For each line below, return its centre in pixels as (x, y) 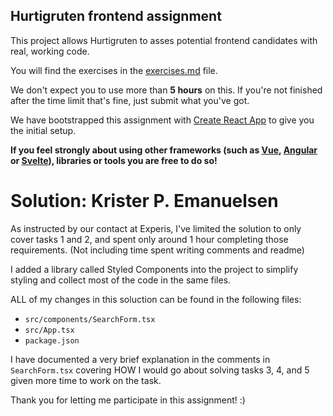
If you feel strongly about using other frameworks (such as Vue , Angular (164, 150)
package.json (52, 340)
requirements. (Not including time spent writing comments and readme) (157, 250)
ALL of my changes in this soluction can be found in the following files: (156, 299)
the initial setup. (43, 130)
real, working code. (50, 51)
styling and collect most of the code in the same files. (121, 280)
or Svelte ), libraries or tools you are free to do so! (114, 160)
